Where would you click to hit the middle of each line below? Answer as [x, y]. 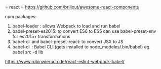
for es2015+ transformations [41, 36]
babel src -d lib [28, 52]
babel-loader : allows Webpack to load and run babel [66, 26]
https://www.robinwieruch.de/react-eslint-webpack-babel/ [65, 61]
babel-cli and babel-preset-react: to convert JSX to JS [68, 42]
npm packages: [21, 16]
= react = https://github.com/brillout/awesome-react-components [72, 7]
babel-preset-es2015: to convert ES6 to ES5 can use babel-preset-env [84, 31]
